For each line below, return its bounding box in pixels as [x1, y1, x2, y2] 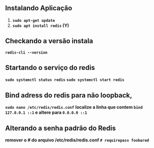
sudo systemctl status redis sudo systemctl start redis [5, 77, 125, 82]
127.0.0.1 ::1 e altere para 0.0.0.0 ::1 [5, 109, 87, 116]
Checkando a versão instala [5, 37, 93, 45]
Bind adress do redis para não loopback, [5, 91, 133, 99]
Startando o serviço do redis [5, 64, 95, 72]
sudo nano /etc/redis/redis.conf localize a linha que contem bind [5, 104, 143, 110]
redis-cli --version [5, 50, 48, 55]
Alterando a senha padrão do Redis [5, 124, 116, 132]
